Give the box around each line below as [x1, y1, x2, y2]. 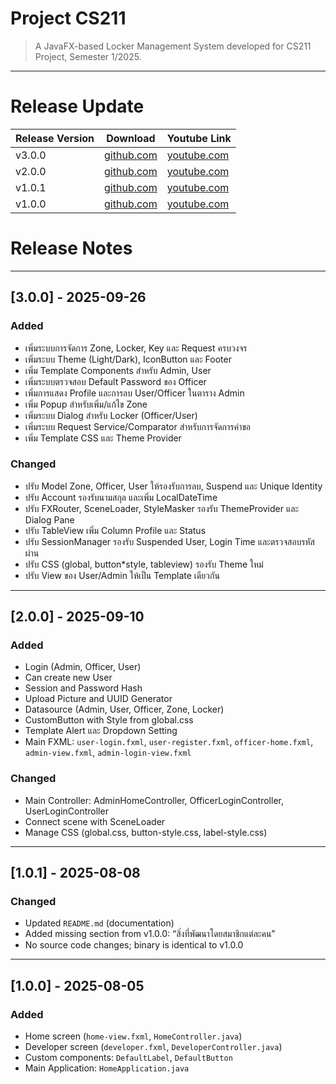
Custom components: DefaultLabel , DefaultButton [24, 1052, 233, 1064]
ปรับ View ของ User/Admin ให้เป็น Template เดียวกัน [24, 569, 220, 581]
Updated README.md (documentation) [24, 917, 175, 929]
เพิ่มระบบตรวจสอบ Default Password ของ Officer [24, 375, 207, 387]
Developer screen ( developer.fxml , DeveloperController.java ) [24, 1041, 283, 1053]
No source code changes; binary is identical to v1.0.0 [24, 939, 244, 951]
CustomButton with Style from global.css [24, 714, 194, 726]
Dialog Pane [24, 513, 75, 526]
